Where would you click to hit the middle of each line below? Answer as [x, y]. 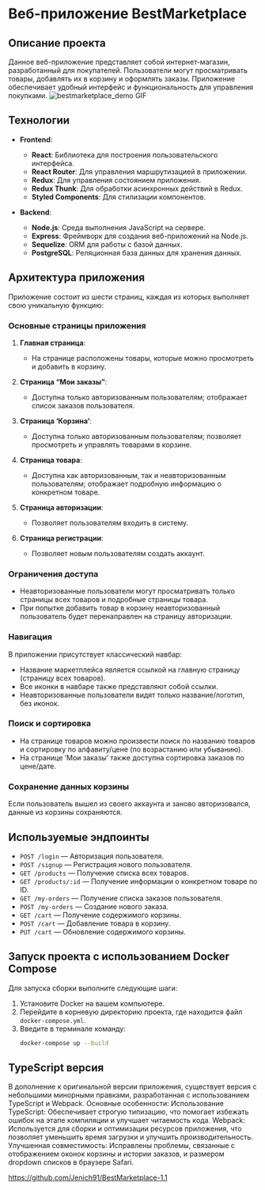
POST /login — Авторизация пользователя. [92, 856]
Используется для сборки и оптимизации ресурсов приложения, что [125, 1129]
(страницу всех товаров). [62, 678]
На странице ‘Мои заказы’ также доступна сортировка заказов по [132, 757]
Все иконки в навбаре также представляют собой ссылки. [119, 686]
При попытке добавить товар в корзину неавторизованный [119, 608]
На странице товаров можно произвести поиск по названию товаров [137, 741]
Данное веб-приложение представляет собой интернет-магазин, [119, 62]
